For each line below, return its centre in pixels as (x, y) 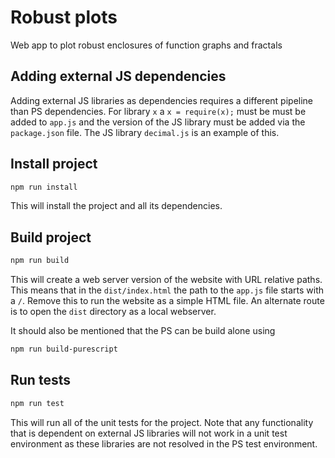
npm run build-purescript (64, 349)
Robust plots (64, 17)
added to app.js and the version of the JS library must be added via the (158, 122)
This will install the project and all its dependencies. (116, 206)
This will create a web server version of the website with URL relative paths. (166, 280)
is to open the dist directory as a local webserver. (113, 312)
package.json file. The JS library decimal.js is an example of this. (145, 132)
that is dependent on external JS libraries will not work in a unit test (149, 433)
